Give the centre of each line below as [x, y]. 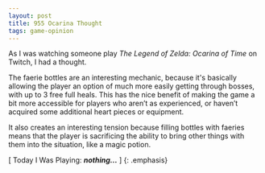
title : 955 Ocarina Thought [56, 23]
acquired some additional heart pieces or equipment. [96, 112]
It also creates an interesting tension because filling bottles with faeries [126, 128]
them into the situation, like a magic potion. [80, 145]
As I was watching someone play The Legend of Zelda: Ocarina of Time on [133, 54]
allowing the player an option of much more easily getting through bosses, [132, 86]
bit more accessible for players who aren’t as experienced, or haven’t [123, 103]
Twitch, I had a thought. [48, 62]
